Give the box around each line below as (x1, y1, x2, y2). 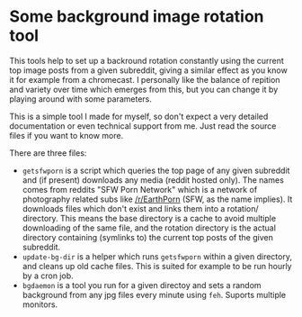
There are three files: (9, 147, 87, 158)
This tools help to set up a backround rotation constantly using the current (9, 55, 285, 66)
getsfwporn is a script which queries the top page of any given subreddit (22, 165, 290, 176)
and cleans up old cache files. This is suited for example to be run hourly (22, 260, 292, 271)
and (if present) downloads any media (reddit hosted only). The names (22, 174, 285, 186)
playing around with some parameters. (9, 93, 153, 104)
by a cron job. (22, 270, 74, 281)
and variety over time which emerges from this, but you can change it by (9, 84, 279, 95)
